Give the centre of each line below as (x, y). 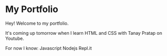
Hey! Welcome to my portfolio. (37, 23)
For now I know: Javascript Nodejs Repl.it (49, 48)
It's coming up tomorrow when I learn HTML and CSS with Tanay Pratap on (84, 33)
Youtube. (15, 38)
